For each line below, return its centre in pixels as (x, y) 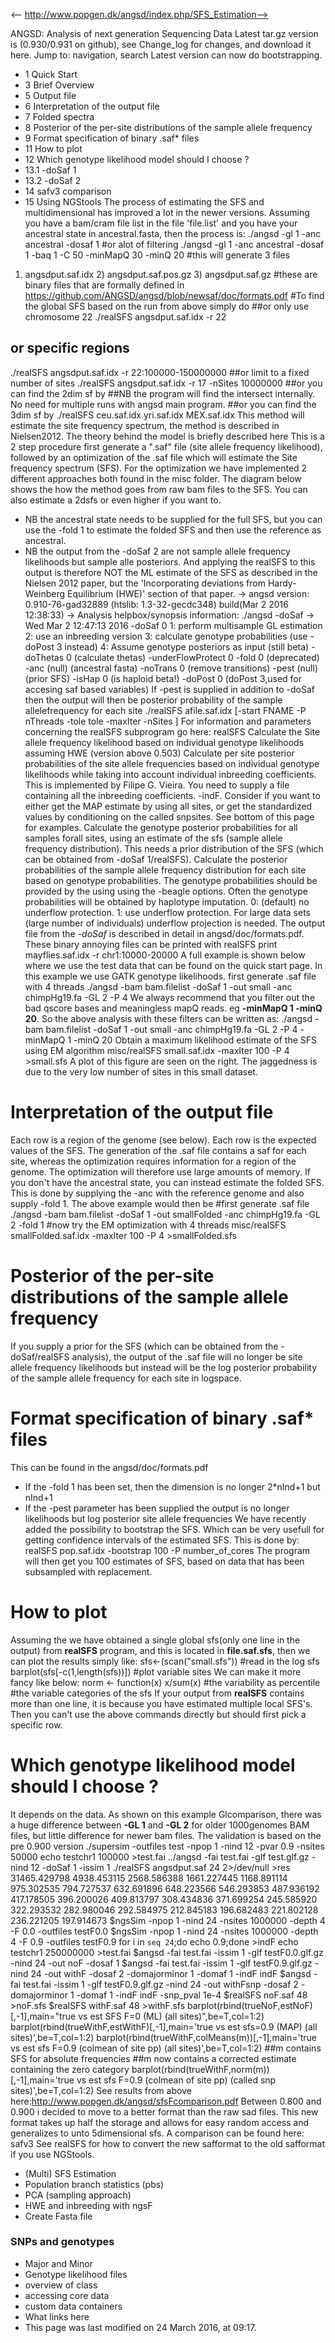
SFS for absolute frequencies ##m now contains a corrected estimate (153, 2058)
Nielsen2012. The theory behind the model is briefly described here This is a (167, 436)
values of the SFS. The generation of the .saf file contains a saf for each (158, 1150)
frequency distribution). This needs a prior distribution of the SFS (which (174, 848)
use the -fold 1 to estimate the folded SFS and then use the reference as (173, 530)
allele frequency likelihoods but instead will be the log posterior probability (163, 1367)
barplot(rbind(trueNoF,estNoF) (250, 2005)
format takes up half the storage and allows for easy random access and (160, 2122)
